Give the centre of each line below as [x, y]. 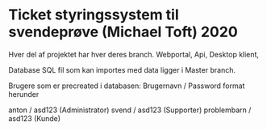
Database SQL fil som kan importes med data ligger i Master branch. [122, 69]
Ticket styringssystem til [94, 15]
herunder [24, 94]
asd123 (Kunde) [35, 118]
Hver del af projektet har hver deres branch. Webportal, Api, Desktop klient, [134, 54]
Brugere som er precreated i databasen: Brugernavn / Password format [127, 86]
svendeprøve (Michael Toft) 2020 [123, 32]
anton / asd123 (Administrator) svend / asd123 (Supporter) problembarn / [130, 110]
